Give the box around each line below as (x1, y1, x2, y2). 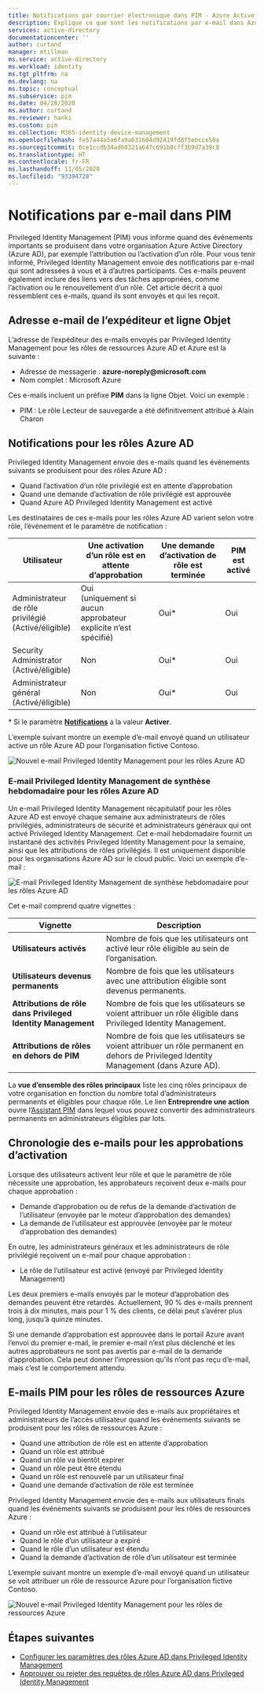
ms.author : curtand (8, 107, 72, 115)
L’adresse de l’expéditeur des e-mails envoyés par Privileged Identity (8, 335, 231, 344)
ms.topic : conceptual (8, 84, 79, 93)
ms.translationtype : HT (8, 150, 86, 158)
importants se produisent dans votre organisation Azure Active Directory (8, 241, 243, 250)
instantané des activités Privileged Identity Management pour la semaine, (8, 837, 246, 846)
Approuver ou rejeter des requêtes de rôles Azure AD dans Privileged (19, 1669, 245, 1678)
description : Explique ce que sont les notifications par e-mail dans (8, 19, 244, 27)
